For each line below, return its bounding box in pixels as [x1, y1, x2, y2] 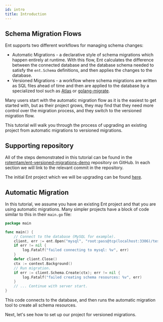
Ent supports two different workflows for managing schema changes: [5, 42, 144, 49]
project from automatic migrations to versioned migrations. [5, 127, 123, 134]
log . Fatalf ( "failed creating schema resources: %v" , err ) [22, 275, 142, 280]
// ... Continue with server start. [14, 284, 88, 289]
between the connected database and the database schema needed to [12, 62, 154, 68]
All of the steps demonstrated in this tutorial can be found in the [5, 154, 132, 160]
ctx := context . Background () [14, 261, 73, 266]
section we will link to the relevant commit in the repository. [5, 165, 124, 170]
